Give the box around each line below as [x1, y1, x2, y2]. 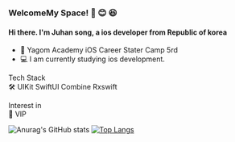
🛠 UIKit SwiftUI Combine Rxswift [8, 82, 118, 92]
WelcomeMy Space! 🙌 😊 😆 [8, 7, 117, 19]
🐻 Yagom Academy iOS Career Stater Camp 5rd [19, 45, 179, 55]
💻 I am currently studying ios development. [19, 54, 165, 64]
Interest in [8, 101, 42, 111]
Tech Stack [8, 73, 46, 83]
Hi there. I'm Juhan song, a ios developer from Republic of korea [8, 27, 228, 37]
